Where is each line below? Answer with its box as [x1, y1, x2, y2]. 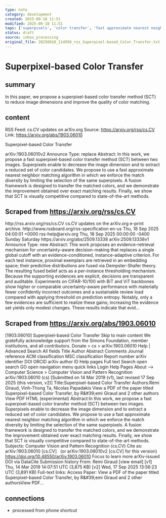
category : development [5, 12, 52, 17]
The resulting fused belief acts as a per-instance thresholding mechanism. [5, 268, 157, 274]
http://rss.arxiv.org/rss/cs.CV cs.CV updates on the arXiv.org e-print [5, 221, 144, 227]
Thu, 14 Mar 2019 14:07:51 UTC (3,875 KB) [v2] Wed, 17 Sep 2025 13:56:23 [5, 464, 157, 470]
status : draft [5, 30, 35, 35]
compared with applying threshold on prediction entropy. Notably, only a [5, 294, 153, 300]
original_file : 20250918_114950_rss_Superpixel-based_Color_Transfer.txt [5, 40, 161, 45]
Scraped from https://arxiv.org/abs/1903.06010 [5, 319, 156, 328]
